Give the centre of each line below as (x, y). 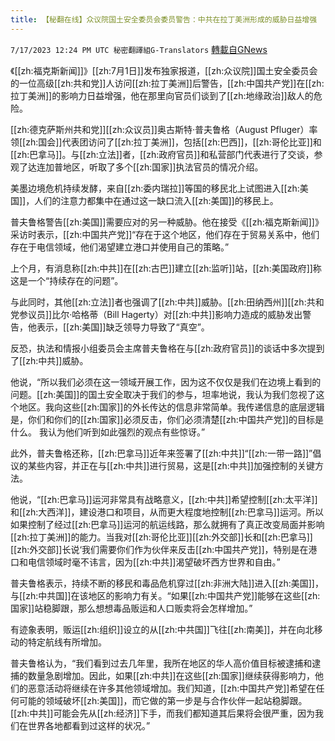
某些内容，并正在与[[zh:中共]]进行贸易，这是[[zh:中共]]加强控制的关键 (171, 465)
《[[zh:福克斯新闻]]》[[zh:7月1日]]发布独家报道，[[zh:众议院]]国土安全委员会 (164, 70)
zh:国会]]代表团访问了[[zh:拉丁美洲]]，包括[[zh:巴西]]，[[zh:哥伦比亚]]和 (173, 142)
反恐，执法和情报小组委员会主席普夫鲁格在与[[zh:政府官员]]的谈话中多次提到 (167, 348)
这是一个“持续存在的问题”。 (67, 280)
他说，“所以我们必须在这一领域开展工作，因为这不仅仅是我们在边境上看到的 (166, 382)
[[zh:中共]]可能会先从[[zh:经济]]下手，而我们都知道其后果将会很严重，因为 (162, 713)
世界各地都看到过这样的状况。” (89, 725)
